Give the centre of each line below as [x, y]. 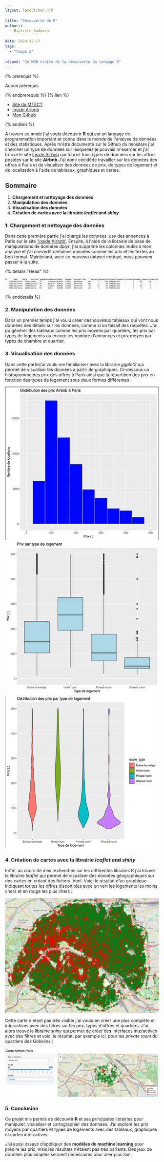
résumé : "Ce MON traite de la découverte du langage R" [63, 62]
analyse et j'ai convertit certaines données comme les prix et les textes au [80, 252]
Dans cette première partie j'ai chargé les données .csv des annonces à [77, 236]
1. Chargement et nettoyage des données [55, 225]
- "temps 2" [22, 51]
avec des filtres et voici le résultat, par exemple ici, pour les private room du [81, 1036]
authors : [14, 26]
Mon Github [24, 115]
